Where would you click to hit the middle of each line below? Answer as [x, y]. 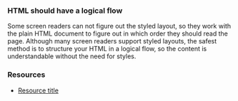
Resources [26, 75]
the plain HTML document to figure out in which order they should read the [118, 33]
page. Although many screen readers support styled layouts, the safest [112, 41]
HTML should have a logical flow [65, 11]
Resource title [38, 90]
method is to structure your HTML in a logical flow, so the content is [107, 49]
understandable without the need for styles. [72, 56]
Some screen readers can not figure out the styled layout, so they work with [119, 26]
